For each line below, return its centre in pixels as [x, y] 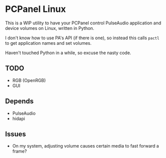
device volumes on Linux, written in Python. [50, 28]
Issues [16, 134]
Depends [19, 101]
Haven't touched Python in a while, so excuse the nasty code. [68, 53]
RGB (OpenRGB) [29, 80]
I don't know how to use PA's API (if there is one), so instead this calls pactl [82, 38]
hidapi [19, 118]
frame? [20, 151]
